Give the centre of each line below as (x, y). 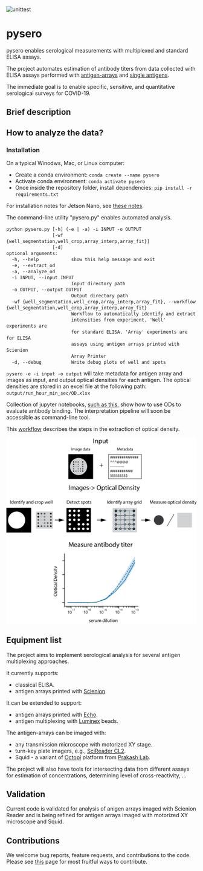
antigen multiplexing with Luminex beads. (67, 721)
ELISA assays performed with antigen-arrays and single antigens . (88, 75)
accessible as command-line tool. (48, 418)
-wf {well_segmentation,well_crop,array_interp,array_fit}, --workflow (104, 302)
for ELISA (19, 338)
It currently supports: (33, 673)
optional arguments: (32, 254)
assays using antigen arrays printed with (125, 345)
